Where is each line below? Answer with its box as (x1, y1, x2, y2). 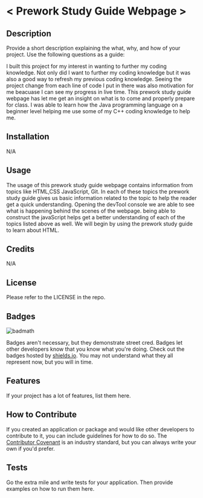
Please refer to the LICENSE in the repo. (6, 294, 106, 301)
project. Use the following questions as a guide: (6, 51, 125, 58)
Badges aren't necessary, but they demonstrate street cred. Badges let (6, 339, 183, 347)
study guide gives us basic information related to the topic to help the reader (6, 194, 197, 201)
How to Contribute (6, 410, 77, 420)
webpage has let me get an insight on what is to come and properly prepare (6, 95, 195, 102)
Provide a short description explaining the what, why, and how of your (6, 44, 181, 51)
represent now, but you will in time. (6, 359, 94, 366)
